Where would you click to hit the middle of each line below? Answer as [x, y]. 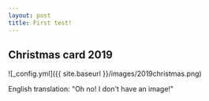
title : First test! [40, 23]
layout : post [30, 15]
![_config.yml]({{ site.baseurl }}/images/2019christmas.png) [105, 74]
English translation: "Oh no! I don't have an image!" [91, 89]
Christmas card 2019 [60, 55]
